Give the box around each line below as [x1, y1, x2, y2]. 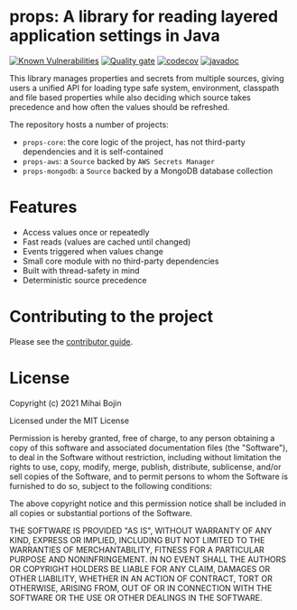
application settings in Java [9, 25, 220, 46]
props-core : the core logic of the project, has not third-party [22, 136, 246, 147]
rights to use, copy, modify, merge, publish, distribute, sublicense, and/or [9, 461, 282, 472]
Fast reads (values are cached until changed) [22, 236, 191, 247]
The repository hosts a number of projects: [9, 119, 169, 130]
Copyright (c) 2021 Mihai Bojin [9, 397, 122, 408]
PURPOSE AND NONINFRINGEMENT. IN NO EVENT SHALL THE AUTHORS [9, 553, 287, 565]
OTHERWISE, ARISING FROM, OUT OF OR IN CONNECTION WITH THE [9, 582, 273, 593]
